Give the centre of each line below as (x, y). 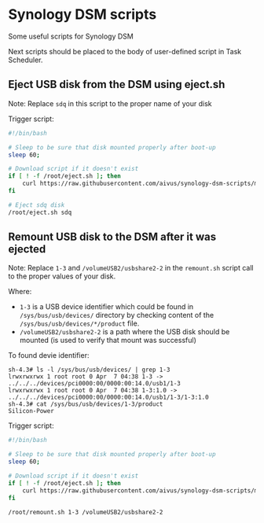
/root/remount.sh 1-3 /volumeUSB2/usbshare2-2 (86, 512)
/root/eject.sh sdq (40, 212)
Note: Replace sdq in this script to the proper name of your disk (110, 103)
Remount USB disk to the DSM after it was (112, 237)
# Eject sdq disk (37, 205)
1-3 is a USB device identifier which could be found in (106, 307)
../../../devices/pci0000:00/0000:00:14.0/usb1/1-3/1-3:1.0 (109, 398)
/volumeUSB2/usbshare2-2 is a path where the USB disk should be (125, 332)
